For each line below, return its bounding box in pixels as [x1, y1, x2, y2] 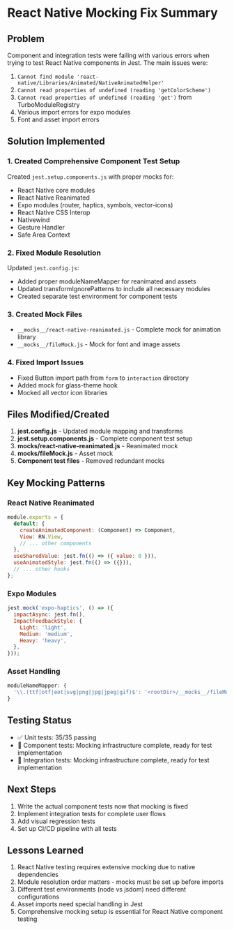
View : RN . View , [19, 533, 64, 540]
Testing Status [7, 714, 72, 727]
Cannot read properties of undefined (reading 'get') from [17, 93, 192, 101]
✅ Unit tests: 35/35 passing [17, 733, 97, 741]
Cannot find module [17, 73, 75, 80]
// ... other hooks [13, 566, 70, 573]
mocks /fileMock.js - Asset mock [17, 449, 114, 458]
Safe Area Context [17, 230, 70, 239]
